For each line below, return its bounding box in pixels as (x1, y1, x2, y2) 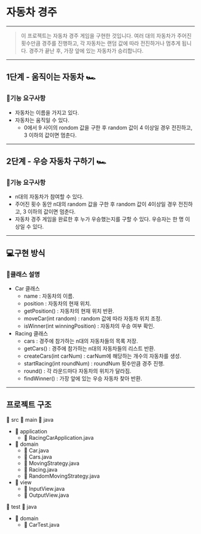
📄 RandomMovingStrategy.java (23, 472, 100, 479)
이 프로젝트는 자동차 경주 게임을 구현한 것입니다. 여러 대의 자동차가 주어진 (20, 32, 192, 39)
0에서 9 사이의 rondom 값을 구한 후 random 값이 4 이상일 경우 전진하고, (23, 124, 193, 131)
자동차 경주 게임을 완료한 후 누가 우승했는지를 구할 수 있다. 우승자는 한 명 (14, 215, 184, 223)
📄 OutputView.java (23, 491, 69, 499)
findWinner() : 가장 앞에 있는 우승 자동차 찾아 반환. (23, 375, 142, 382)
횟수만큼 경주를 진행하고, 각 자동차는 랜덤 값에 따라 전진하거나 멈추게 (20, 40, 181, 47)
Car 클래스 (14, 285, 40, 292)
